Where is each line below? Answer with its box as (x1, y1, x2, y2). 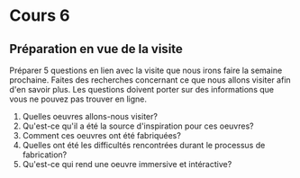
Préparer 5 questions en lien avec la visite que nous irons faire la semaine (9, 65, 283, 76)
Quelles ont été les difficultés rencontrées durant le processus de (22, 140, 266, 150)
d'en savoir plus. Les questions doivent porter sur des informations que (9, 85, 275, 94)
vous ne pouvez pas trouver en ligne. (9, 93, 147, 104)
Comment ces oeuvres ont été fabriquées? (22, 130, 182, 140)
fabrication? (22, 149, 68, 160)
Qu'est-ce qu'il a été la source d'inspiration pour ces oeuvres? (22, 120, 254, 131)
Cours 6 (9, 5, 70, 26)
